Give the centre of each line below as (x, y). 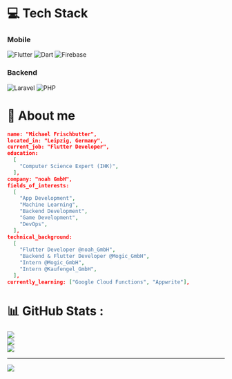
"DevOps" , (34, 224)
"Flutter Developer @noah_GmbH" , (68, 250)
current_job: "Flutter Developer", (58, 147)
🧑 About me (41, 115)
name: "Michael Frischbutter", (52, 134)
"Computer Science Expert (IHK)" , (69, 167)
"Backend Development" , (54, 212)
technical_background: (40, 237)
